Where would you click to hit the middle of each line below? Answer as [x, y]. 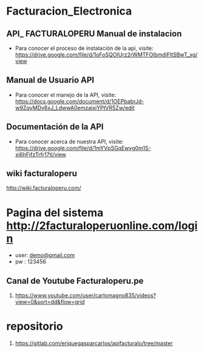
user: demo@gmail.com [45, 255]
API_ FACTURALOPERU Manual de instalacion [94, 34]
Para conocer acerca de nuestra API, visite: [69, 142]
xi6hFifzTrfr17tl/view [41, 154]
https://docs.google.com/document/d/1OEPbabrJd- [80, 101]
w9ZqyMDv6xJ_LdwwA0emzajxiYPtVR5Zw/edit [75, 108]
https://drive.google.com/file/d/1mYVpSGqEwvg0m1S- [83, 148]
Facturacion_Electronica [69, 11]
